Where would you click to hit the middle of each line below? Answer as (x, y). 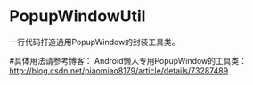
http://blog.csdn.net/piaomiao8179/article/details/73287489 (119, 70)
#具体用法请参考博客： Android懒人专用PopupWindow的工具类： (128, 60)
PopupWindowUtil (78, 16)
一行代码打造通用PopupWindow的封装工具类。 (94, 42)
